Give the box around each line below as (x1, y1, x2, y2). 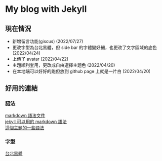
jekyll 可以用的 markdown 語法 (5, 119, 67, 124)
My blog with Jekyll (5, 3, 87, 15)
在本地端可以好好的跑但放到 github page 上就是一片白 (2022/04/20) (12, 68, 151, 74)
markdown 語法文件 (5, 112, 45, 118)
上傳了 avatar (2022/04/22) (12, 56, 69, 62)
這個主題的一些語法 (5, 124, 44, 130)
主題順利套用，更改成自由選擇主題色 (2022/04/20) (12, 62, 115, 68)
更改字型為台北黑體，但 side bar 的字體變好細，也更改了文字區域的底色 (12, 44, 157, 50)
